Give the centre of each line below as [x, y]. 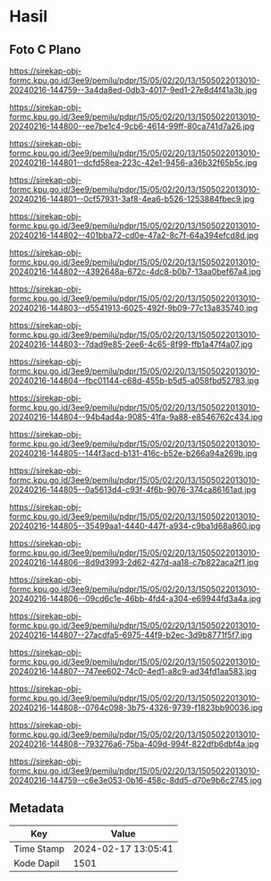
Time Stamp [39, 849]
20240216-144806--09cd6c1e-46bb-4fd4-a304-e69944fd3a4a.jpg [135, 598]
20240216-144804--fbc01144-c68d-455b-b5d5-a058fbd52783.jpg [134, 381]
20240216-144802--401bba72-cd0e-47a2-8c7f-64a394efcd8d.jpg [134, 235]
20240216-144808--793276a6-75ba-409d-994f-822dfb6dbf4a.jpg [134, 744]
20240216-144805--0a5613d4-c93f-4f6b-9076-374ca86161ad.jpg [133, 490]
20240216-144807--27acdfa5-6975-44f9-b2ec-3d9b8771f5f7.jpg [131, 635]
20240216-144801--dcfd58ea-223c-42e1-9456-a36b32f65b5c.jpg [133, 162]
